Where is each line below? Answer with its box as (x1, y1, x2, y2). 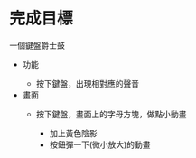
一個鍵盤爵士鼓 (9, 40, 65, 51)
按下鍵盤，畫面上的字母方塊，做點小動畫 (35, 108, 187, 119)
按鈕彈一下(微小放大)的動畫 (49, 139, 151, 150)
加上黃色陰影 (49, 127, 98, 138)
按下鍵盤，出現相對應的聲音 (35, 78, 140, 88)
